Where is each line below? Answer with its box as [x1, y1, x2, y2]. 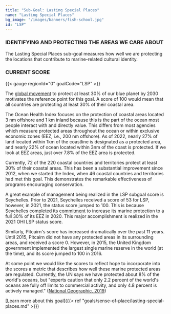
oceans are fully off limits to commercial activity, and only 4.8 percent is [5, 282, 157, 288]
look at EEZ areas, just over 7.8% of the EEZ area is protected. [5, 150, 136, 156]
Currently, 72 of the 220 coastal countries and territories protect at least [5, 159, 158, 165]
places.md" [5, 303, 30, 309]
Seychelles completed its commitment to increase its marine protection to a [5, 208, 164, 214]
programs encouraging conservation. [5, 181, 84, 188]
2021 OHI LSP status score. [5, 218, 63, 225]
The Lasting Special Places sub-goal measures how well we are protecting [5, 50, 163, 57]
